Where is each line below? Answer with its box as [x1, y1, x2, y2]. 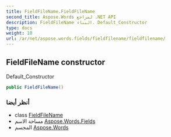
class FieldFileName [14, 111, 63, 118]
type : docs [6, 25, 33, 31]
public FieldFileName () [6, 84, 64, 90]
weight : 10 [6, 30, 33, 36]
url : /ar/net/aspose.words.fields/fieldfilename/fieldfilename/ [6, 36, 166, 42]
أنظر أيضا [6, 98, 30, 106]
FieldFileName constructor [6, 57, 106, 67]
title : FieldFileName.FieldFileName [6, 8, 95, 15]
